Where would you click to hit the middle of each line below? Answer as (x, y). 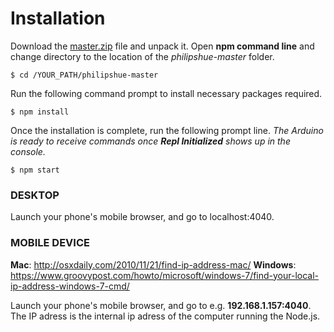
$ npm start (35, 170)
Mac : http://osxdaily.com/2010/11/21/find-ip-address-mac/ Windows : (153, 264)
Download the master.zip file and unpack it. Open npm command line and (162, 46)
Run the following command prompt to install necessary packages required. (166, 93)
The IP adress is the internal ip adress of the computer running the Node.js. (165, 316)
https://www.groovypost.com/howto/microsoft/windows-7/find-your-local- (165, 275)
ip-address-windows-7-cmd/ (70, 286)
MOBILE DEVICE (50, 243)
